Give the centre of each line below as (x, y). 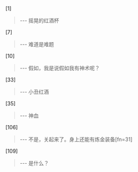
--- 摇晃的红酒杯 (39, 20)
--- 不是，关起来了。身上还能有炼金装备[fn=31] (76, 139)
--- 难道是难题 (37, 44)
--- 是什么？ (34, 163)
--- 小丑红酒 (34, 92)
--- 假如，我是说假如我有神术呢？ (60, 68)
